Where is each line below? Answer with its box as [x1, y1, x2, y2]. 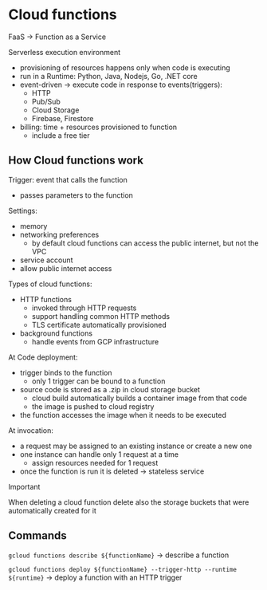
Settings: [8, 206, 37, 215]
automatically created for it [8, 505, 97, 515]
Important [8, 482, 41, 491]
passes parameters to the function [19, 190, 134, 200]
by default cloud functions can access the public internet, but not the [31, 238, 259, 248]
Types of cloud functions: [8, 279, 92, 289]
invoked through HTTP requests [31, 303, 137, 313]
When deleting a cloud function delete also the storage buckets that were [8, 497, 249, 507]
